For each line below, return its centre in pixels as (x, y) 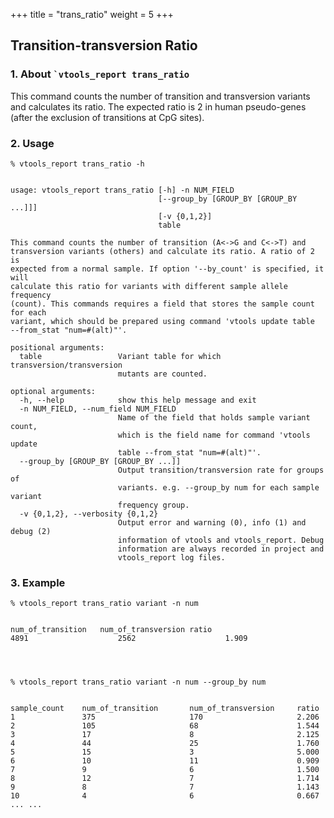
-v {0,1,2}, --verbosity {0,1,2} (89, 514)
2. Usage (32, 143)
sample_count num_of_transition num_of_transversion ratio (165, 709)
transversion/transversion (66, 365)
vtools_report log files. (171, 557)
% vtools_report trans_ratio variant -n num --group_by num (138, 682)
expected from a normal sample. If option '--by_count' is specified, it (167, 269)
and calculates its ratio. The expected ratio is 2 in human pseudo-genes (158, 106)
